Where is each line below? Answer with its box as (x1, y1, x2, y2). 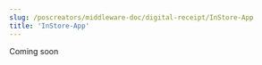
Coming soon (9, 45, 59, 56)
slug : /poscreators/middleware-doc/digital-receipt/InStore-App (9, 12, 254, 22)
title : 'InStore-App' (9, 21, 90, 30)
